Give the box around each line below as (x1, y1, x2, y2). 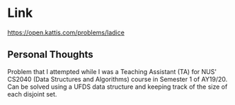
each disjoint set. (7, 89, 57, 98)
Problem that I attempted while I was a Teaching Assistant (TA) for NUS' (7, 67, 217, 75)
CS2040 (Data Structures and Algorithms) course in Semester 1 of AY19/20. (7, 75, 228, 83)
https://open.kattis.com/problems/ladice (7, 28, 125, 37)
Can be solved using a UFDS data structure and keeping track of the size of (7, 82, 228, 91)
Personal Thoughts (7, 49, 93, 61)
